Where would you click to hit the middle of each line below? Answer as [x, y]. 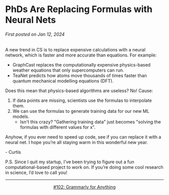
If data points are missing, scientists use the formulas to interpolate [82, 101]
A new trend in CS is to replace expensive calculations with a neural [75, 50]
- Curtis [13, 152]
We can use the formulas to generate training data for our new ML [81, 111]
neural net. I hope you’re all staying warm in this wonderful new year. [77, 143]
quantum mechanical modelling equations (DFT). [63, 81]
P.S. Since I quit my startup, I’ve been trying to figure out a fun [70, 162]
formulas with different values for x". [58, 127]
